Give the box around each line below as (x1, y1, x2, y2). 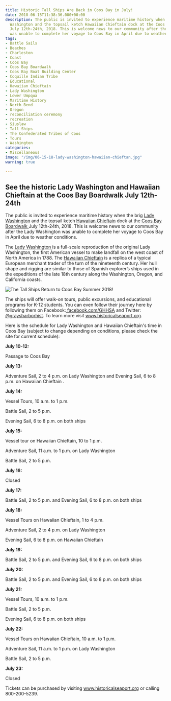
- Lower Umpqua (5, 93, 38, 98)
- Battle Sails (5, 41, 38, 46)
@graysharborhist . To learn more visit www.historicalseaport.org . (5, 313, 142, 319)
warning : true (5, 159, 36, 165)
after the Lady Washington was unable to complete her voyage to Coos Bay (5, 228, 164, 235)
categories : (5, 145, 31, 151)
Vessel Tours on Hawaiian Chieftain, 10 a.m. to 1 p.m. (5, 636, 116, 642)
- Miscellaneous (5, 150, 40, 155)
